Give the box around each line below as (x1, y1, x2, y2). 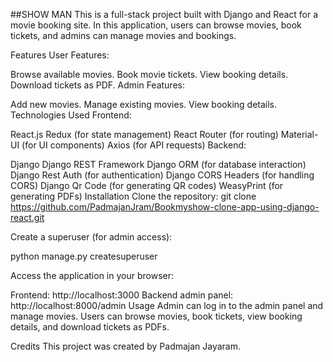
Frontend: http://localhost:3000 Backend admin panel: (10, 289, 234, 301)
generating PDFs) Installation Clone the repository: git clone (10, 190, 257, 202)
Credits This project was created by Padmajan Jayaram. (10, 340, 242, 352)
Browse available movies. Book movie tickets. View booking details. (10, 69, 289, 80)
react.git (10, 212, 45, 223)
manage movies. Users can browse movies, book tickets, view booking (10, 310, 303, 322)
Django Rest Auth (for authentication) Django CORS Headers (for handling (10, 169, 315, 181)
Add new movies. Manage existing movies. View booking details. (10, 99, 278, 110)
